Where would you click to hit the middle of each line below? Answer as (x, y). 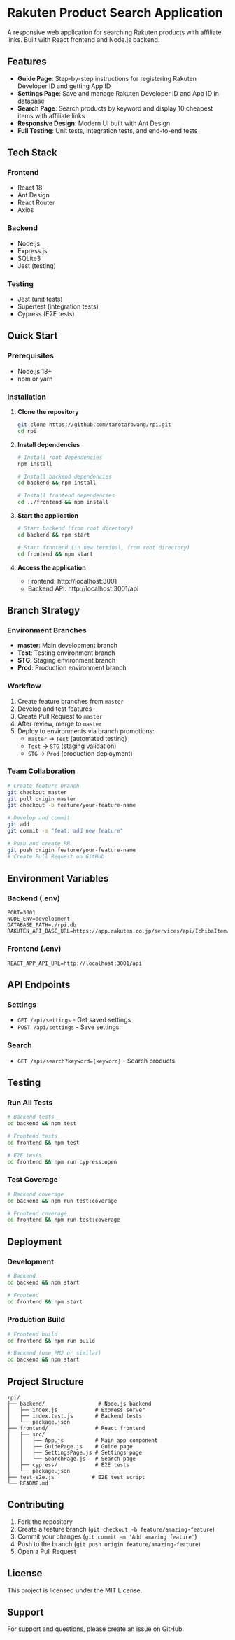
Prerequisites (30, 356)
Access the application (51, 567)
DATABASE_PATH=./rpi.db (42, 925)
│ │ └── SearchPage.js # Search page (72, 1459)
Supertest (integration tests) (58, 306)
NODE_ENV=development (39, 919)
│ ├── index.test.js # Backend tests (74, 1416)
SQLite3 (29, 258)
